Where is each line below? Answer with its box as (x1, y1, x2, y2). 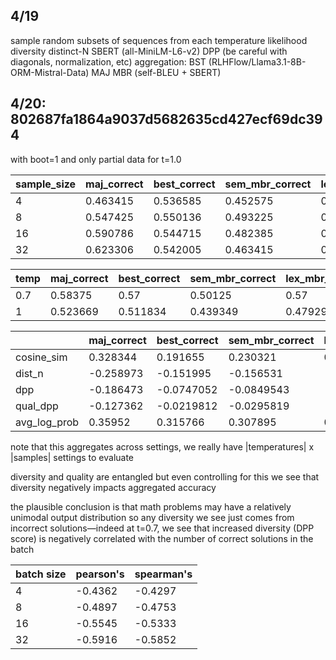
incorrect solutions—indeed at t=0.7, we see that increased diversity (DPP (10, 522, 315, 534)
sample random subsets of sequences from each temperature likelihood (10, 34, 308, 46)
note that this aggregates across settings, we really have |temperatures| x (10, 440, 315, 453)
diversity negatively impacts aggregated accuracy (10, 481, 217, 493)
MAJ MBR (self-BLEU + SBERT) (91, 66, 222, 78)
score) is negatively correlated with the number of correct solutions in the (10, 532, 314, 544)
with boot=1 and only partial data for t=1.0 (10, 153, 182, 165)
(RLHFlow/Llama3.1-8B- (208, 55, 307, 68)
